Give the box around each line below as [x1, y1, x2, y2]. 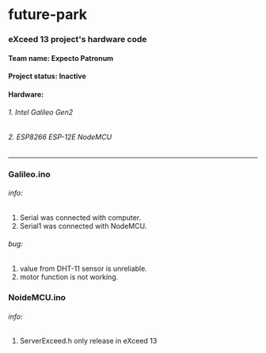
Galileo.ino [8, 169, 51, 180]
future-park [8, 6, 88, 24]
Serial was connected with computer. [19, 212, 141, 222]
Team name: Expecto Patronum [8, 53, 114, 63]
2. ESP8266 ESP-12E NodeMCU [8, 132, 112, 142]
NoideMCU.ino [8, 291, 66, 302]
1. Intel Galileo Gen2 [8, 108, 74, 117]
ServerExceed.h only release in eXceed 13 [19, 336, 158, 346]
